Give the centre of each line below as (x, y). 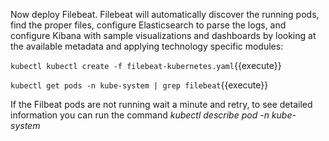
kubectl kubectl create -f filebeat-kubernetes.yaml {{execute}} (146, 65)
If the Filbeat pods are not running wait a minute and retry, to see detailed (161, 104)
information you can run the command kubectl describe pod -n (140, 115)
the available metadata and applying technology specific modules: (147, 46)
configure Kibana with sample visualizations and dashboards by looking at (163, 35)
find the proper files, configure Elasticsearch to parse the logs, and (148, 25)
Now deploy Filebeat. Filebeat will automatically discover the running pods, (165, 14)
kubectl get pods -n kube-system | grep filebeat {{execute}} (139, 85)
